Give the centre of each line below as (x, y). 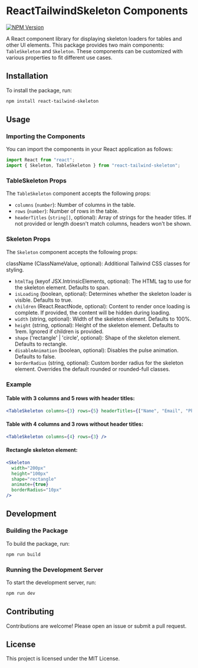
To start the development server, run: (51, 582)
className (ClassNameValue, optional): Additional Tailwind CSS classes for (98, 263)
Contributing (30, 612)
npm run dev (21, 593)
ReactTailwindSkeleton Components (97, 11)
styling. (15, 269)
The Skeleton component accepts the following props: (72, 252)
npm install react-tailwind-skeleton (52, 101)
